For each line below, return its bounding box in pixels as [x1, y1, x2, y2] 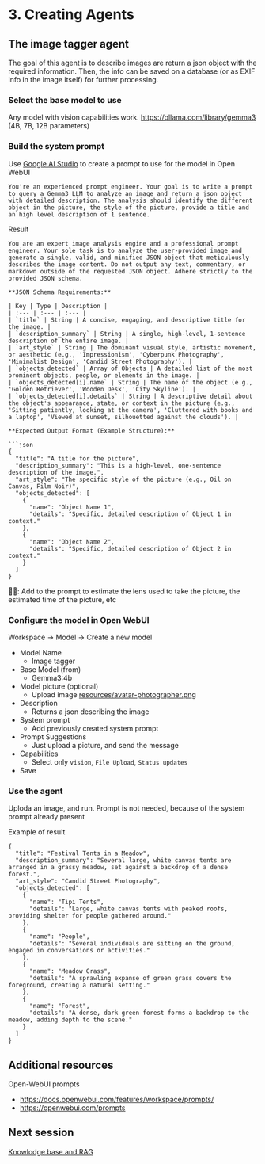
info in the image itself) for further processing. [8, 75, 159, 84]
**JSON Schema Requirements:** [8, 288, 112, 296]
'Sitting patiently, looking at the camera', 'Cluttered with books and [8, 406, 253, 414]
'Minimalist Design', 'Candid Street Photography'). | [8, 357, 193, 365]
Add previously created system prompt [31, 723, 159, 733]
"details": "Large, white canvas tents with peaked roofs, [28, 905, 228, 913]
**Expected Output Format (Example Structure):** [8, 426, 176, 435]
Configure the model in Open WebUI [8, 614, 150, 625]
